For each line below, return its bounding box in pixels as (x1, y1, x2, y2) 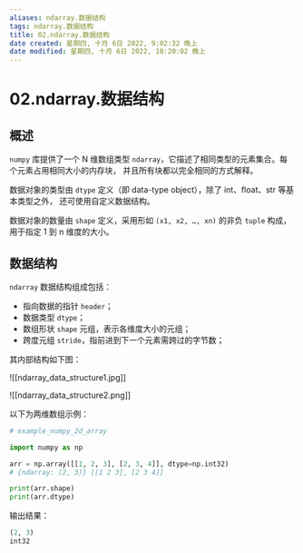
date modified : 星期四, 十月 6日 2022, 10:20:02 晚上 (9, 47, 206, 56)
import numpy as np (9, 442, 83, 452)
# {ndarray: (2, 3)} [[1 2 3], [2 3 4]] (9, 468, 165, 477)
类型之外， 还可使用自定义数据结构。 (16, 196, 155, 207)
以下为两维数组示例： (9, 408, 89, 419)
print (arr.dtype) (9, 492, 75, 502)
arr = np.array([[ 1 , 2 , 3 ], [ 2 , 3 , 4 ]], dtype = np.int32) (9, 459, 230, 469)
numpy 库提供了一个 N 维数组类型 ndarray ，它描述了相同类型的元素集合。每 (9, 153, 288, 164)
